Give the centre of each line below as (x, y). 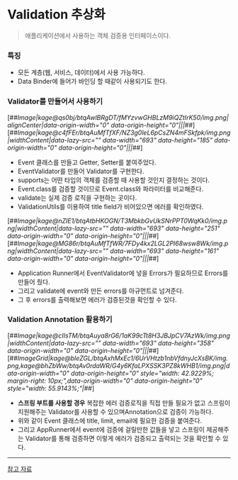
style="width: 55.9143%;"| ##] (51, 388)
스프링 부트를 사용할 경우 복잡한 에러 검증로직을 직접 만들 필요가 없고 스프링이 (124, 403)
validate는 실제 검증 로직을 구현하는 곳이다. (77, 197)
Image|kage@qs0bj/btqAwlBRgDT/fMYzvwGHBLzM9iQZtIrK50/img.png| (123, 117)
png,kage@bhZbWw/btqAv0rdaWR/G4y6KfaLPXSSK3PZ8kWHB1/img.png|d (119, 365)
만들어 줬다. (34, 281)
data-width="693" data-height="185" (158, 140)
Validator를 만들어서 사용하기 (55, 101)
